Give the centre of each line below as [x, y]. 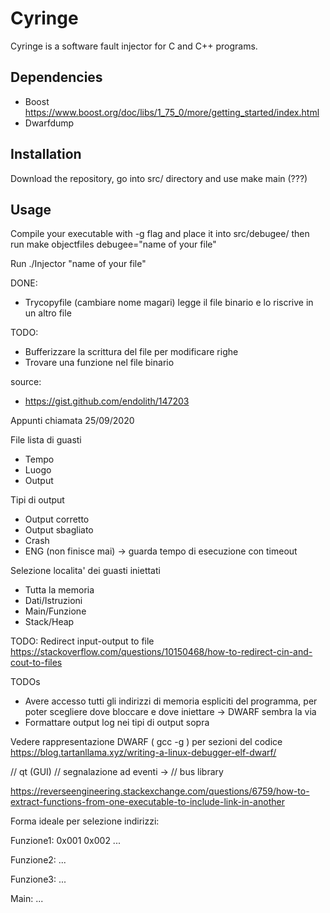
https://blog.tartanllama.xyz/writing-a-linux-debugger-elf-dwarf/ [143, 753]
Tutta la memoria [59, 590]
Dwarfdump [49, 123]
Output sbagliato [59, 530]
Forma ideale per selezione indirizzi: [85, 821]
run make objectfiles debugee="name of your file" [113, 244]
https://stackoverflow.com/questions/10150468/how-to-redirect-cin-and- [161, 652]
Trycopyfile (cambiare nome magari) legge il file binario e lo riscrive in [169, 303]
